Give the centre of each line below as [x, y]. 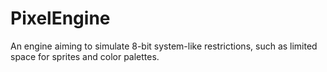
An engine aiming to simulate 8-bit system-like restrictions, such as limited [164, 46]
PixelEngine [60, 18]
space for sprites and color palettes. [85, 56]
